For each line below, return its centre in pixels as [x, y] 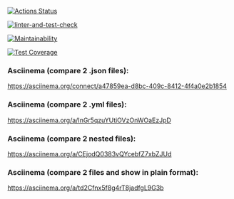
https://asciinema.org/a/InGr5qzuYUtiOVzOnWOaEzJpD [89, 120]
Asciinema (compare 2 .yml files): [67, 104]
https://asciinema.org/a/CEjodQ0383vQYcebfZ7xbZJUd [90, 154]
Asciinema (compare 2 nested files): [72, 139]
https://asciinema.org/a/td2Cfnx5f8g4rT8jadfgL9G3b [86, 188]
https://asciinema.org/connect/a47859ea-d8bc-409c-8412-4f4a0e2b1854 [117, 86]
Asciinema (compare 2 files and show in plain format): [103, 172]
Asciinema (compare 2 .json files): [68, 70]
